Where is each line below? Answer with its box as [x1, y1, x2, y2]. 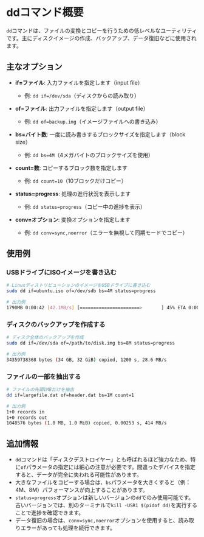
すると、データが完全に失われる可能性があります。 [15, 471, 143, 479]
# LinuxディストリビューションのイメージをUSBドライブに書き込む [6, 283, 151, 289]
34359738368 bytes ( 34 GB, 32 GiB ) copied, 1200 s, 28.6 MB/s [6, 357, 167, 363]
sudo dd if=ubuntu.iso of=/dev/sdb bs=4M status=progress [6, 288, 156, 294]
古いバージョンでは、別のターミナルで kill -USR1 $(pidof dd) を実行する [15, 502, 198, 509]
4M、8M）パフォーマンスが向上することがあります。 [15, 486, 149, 494]
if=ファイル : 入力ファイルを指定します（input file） [15, 79, 143, 86]
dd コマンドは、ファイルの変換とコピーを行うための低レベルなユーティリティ [6, 27, 197, 34]
